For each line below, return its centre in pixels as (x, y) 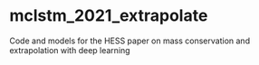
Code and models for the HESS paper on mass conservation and (130, 41)
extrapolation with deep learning (70, 50)
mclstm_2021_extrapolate (109, 16)
